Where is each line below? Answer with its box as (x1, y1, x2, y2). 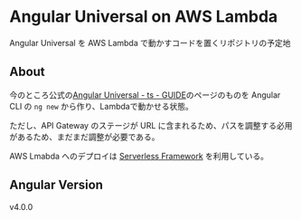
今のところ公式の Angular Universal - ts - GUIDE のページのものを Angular (9, 89, 281, 100)
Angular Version (9, 177, 104, 193)
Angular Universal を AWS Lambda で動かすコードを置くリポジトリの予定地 (9, 37, 291, 48)
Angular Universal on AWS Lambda (9, 6, 278, 27)
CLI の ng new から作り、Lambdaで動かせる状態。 (9, 100, 194, 111)
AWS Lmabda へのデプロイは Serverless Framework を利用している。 (9, 150, 269, 161)
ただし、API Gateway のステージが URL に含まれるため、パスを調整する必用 (9, 120, 293, 130)
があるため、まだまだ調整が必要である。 (9, 131, 160, 142)
